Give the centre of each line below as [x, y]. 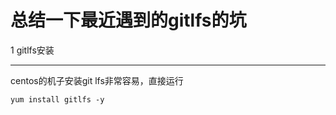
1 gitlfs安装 [32, 50]
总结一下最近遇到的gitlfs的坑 [128, 20]
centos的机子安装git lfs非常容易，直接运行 [97, 80]
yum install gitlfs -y [57, 99]
